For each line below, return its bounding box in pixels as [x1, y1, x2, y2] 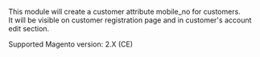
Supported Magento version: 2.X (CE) [8, 39, 134, 49]
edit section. [8, 24, 50, 33]
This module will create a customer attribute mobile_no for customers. [8, 7, 241, 16]
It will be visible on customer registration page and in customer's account [8, 15, 252, 25]
